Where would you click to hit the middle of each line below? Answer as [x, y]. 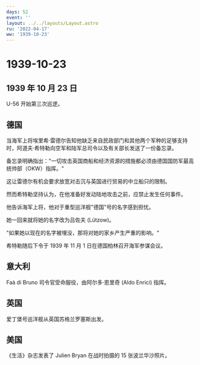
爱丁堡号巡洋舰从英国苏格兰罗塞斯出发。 [56, 319]
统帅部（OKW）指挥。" [35, 168]
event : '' [19, 18]
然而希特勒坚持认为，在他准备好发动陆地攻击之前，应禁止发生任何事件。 [96, 194]
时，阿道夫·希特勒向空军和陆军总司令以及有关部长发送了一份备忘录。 [92, 148]
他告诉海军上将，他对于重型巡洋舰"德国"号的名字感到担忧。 [80, 207]
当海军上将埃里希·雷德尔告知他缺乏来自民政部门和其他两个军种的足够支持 [97, 140]
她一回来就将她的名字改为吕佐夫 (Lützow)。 [60, 220]
